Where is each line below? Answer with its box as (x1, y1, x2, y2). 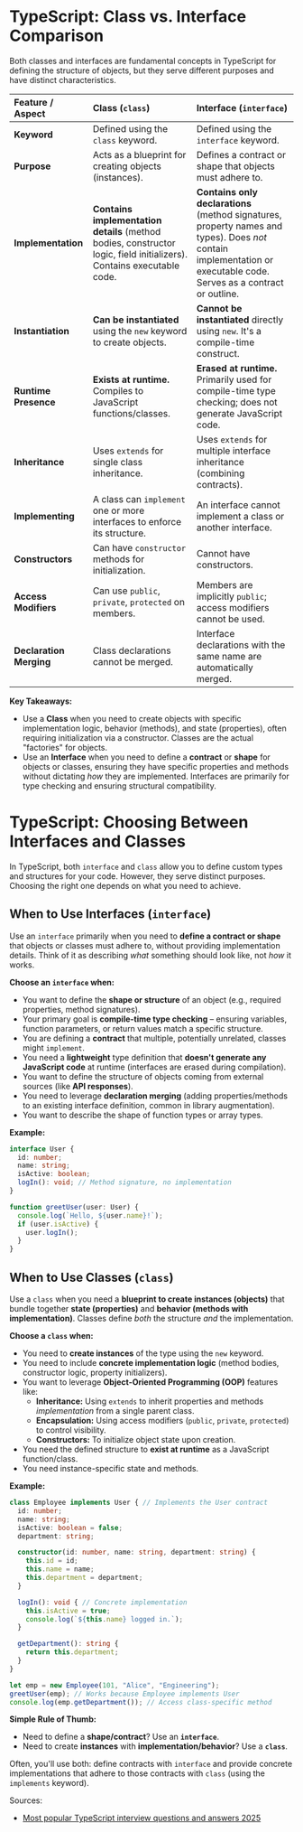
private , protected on (92, 595, 185, 608)
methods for (92, 553, 145, 565)
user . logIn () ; (25, 1228, 78, 1237)
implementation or (197, 253, 274, 266)
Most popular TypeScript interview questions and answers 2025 (22, 1813, 262, 1824)
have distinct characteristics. (9, 74, 117, 85)
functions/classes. (92, 407, 171, 419)
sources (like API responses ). (22, 1080, 133, 1091)
